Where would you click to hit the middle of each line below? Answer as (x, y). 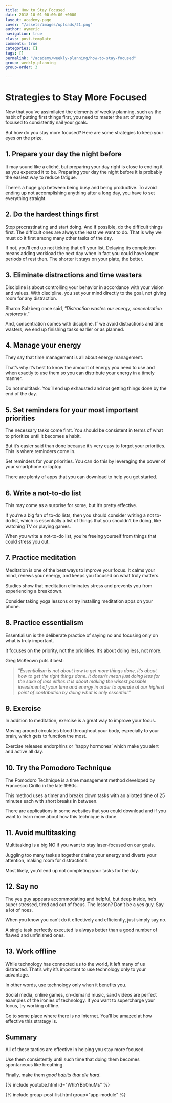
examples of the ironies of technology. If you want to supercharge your (80, 1000)
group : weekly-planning (31, 63)
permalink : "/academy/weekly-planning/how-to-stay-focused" (71, 58)
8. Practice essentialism (44, 623)
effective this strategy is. (31, 1021)
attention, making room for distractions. (47, 860)
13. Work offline (31, 952)
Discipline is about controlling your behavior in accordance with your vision (84, 287)
